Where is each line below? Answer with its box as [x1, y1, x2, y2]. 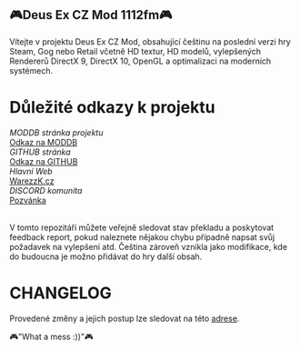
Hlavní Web [9, 165, 53, 176]
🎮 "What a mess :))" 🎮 [9, 331, 94, 342]
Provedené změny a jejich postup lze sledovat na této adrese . [9, 313, 240, 324]
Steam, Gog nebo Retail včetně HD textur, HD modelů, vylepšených [9, 45, 262, 56]
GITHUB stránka [9, 146, 71, 157]
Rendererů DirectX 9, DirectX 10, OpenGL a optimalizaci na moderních [9, 55, 272, 66]
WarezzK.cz [9, 175, 55, 186]
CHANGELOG [9, 283, 112, 303]
